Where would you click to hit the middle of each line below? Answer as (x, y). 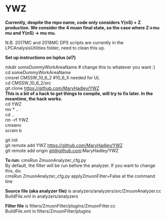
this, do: (13, 171)
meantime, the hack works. (34, 99)
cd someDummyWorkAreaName (38, 72)
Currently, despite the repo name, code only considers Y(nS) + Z (73, 22)
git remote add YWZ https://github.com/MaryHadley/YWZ (64, 145)
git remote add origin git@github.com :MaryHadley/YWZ (62, 150)
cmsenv (13, 125)
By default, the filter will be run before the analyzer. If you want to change (80, 165)
